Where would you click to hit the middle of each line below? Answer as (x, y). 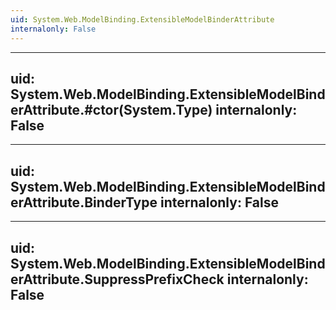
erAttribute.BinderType (84, 202)
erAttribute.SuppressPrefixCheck (117, 279)
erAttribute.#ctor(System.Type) (111, 109)
